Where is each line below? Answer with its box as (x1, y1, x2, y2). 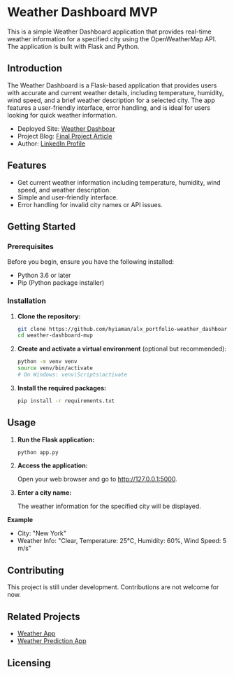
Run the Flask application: (17, 435, 95, 444)
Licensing (7, 657, 51, 669)
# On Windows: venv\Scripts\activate (17, 372, 128, 379)
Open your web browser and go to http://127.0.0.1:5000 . (17, 475, 178, 484)
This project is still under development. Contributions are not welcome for (7, 583, 219, 591)
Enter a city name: (17, 488, 72, 497)
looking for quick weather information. (7, 111, 117, 119)
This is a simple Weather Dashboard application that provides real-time (7, 27, 212, 36)
